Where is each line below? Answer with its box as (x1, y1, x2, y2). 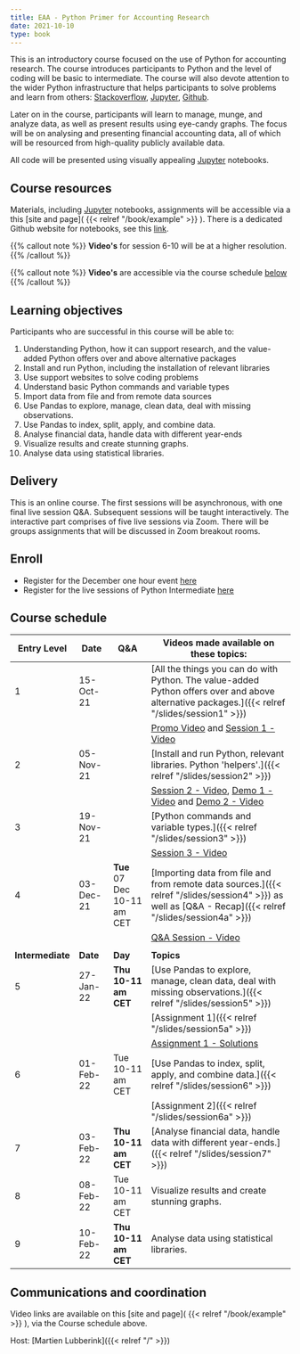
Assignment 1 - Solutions (150, 1038, 259, 1050)
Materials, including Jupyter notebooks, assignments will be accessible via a (10, 204, 291, 215)
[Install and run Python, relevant (150, 748, 285, 760)
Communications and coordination (10, 1284, 207, 1300)
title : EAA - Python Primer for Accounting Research (10, 12, 210, 22)
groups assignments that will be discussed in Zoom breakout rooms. (10, 525, 261, 536)
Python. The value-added (150, 674, 259, 686)
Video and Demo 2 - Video (150, 795, 264, 808)
